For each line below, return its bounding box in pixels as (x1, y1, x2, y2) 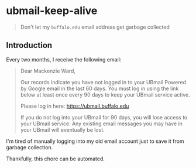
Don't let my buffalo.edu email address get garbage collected (20, 23, 170, 30)
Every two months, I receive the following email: (6, 56, 122, 63)
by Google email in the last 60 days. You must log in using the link (20, 85, 179, 92)
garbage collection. (6, 143, 53, 150)
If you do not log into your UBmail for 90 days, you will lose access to (20, 114, 188, 121)
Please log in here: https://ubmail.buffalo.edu (20, 102, 129, 109)
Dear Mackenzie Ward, (20, 67, 76, 74)
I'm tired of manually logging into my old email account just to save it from (6, 138, 184, 145)
